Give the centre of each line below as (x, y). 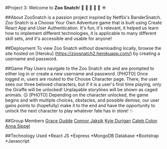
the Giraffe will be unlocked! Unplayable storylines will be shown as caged (82, 89)
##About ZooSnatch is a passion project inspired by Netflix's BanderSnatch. (83, 17)
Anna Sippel (18, 126)
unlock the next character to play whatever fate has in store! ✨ (69, 111)
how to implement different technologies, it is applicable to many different (81, 33)
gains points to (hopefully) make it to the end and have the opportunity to (80, 105)
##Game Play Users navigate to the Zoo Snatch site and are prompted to (80, 68)
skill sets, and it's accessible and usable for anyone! (59, 38)
